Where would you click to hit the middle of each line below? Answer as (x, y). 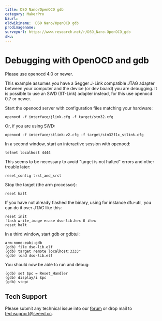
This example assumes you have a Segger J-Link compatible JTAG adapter (80, 83)
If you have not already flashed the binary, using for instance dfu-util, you (78, 202)
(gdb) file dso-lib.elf (29, 247)
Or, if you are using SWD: (30, 126)
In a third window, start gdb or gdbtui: (42, 234)
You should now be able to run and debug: (47, 264)
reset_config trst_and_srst (33, 176)
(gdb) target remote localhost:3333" (43, 251)
